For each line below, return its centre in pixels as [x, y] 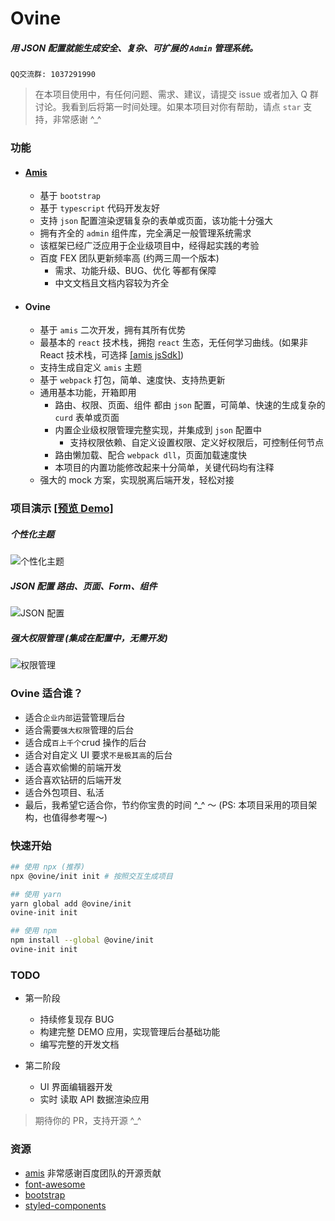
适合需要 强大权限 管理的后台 [79, 729]
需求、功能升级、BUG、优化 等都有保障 [135, 271]
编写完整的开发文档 [79, 1044]
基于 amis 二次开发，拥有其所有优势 [113, 330]
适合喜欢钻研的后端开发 [73, 779]
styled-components [65, 1205]
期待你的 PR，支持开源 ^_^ [88, 1121]
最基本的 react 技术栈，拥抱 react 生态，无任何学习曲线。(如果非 [174, 343]
